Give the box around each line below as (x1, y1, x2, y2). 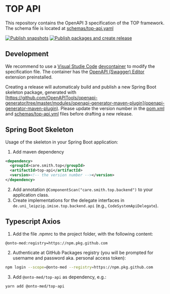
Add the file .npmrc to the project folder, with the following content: (12, 231, 153, 237)
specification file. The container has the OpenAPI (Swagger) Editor (5, 68, 145, 75)
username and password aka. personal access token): (12, 254, 126, 261)
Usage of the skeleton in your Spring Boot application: (5, 139, 118, 145)
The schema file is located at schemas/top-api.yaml (5, 25, 114, 31)
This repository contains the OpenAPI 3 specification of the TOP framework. (5, 20, 165, 26)
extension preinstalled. (5, 74, 53, 80)
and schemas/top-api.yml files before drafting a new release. (5, 111, 133, 117)
